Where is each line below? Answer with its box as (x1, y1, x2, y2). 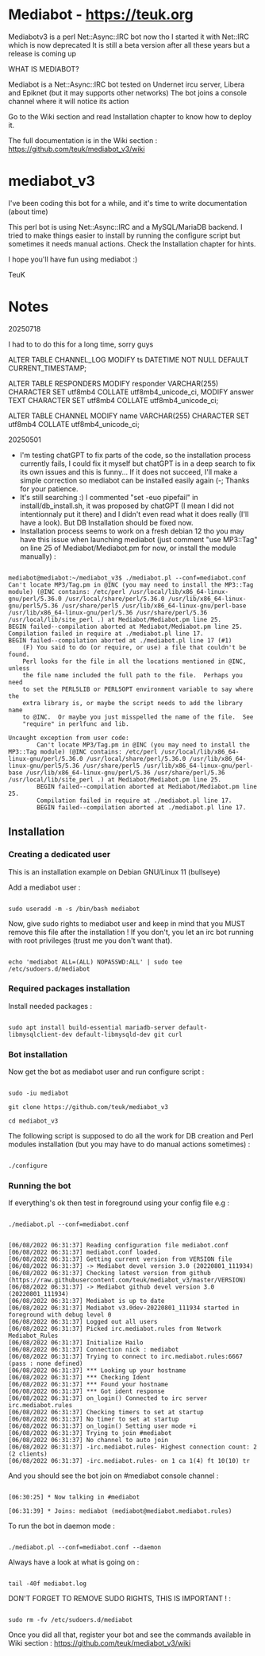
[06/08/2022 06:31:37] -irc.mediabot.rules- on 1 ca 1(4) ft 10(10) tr (8, 1457, 250, 1465)
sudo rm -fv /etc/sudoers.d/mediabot (8, 1616, 133, 1624)
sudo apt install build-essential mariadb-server (8, 1023, 176, 1031)
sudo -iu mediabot (8, 1089, 69, 1098)
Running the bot (8, 1181, 71, 1192)
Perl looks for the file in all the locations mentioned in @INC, (22, 657, 247, 665)
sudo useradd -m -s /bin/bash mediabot (8, 905, 140, 913)
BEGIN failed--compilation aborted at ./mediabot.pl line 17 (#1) (8, 636, 232, 645)
